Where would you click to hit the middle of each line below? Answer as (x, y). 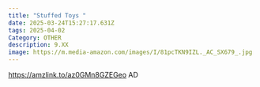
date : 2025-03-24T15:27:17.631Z (61, 23)
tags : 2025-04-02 (37, 30)
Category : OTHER (35, 38)
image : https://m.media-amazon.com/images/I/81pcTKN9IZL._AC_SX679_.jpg (130, 52)
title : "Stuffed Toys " (47, 15)
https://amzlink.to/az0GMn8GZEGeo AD (73, 75)
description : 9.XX (38, 45)
